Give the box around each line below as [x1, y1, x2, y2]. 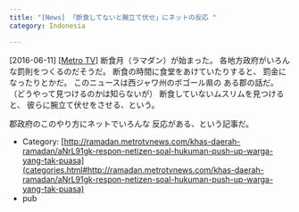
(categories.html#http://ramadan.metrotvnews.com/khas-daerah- [21, 164, 265, 175]
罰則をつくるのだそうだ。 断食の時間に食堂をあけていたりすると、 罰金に [16, 66, 287, 77]
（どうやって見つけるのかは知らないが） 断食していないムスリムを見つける [9, 88, 285, 99]
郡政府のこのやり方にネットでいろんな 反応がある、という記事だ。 [9, 118, 254, 129]
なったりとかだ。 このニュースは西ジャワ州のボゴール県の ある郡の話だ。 [9, 77, 278, 87]
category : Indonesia [9, 21, 87, 30]
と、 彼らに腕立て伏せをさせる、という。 [9, 99, 160, 110]
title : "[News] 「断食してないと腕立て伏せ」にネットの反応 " [9, 12, 217, 22]
